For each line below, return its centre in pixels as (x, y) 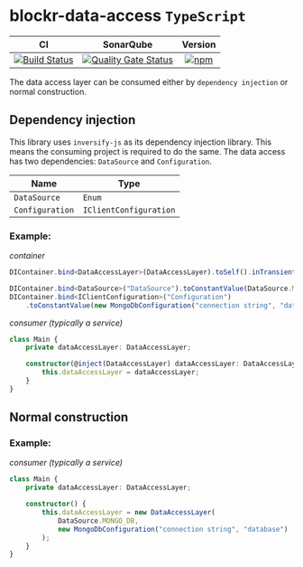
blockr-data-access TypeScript (128, 16)
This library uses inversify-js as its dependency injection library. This (141, 142)
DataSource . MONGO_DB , (98, 521)
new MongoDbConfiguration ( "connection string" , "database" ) (173, 529)
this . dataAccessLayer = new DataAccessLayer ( (129, 513)
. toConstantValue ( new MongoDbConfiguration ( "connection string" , (151, 305)
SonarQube (128, 44)
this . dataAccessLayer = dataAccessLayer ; (121, 373)
